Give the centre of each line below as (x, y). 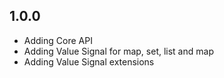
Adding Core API (58, 40)
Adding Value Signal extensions (89, 61)
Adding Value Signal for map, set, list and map (118, 51)
